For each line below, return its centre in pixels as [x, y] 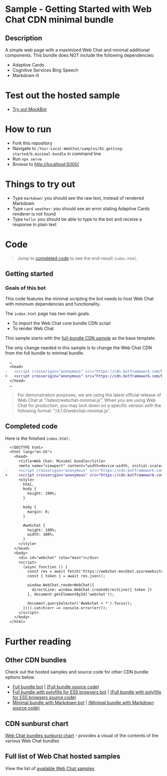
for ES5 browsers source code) [44, 698]
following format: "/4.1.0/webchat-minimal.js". [64, 410]
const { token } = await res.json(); [66, 576]
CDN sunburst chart [37, 724]
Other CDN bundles [36, 660]
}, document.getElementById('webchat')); [71, 594]
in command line [84, 154]
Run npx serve [27, 159]
